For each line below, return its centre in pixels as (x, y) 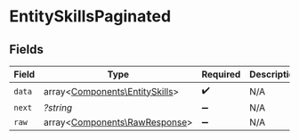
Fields (27, 49)
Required (221, 74)
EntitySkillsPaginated (90, 16)
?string (58, 107)
